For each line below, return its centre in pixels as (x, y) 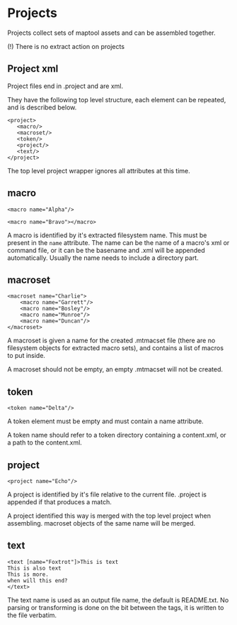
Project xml (33, 69)
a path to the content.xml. (45, 442)
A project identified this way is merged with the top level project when (109, 516)
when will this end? (38, 580)
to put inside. (27, 356)
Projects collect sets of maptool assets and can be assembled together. (111, 33)
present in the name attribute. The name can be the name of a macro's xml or (118, 242)
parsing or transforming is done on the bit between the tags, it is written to (116, 607)
